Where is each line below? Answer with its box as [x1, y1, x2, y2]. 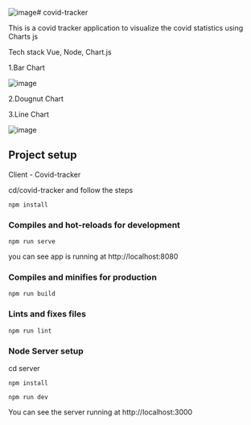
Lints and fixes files [8, 309, 87, 320]
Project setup [8, 149, 78, 162]
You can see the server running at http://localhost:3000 [8, 407, 193, 417]
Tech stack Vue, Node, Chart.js [8, 47, 112, 56]
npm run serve [8, 238, 56, 246]
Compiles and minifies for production [8, 272, 157, 283]
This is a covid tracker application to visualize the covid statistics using [8, 23, 244, 32]
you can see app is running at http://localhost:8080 [8, 251, 179, 261]
